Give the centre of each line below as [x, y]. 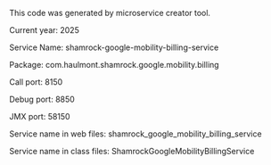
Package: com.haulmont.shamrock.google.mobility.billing [115, 65]
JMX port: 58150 [40, 116]
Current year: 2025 [45, 30]
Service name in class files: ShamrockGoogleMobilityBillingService [132, 151]
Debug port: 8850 [42, 99]
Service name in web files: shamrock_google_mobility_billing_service [135, 134]
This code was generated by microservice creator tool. [110, 13]
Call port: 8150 [36, 82]
